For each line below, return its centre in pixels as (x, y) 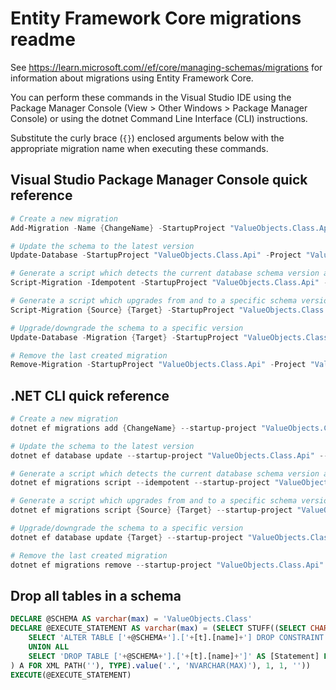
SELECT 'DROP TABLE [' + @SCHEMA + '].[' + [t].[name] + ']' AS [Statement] (174, 656)
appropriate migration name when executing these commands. (139, 148)
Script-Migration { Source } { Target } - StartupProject (122, 310)
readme (43, 39)
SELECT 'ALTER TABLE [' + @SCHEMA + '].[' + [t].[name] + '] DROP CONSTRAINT (176, 638)
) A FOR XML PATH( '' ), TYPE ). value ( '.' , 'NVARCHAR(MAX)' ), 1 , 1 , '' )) (160, 665)
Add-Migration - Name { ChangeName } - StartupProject (118, 228)
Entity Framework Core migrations (156, 18)
